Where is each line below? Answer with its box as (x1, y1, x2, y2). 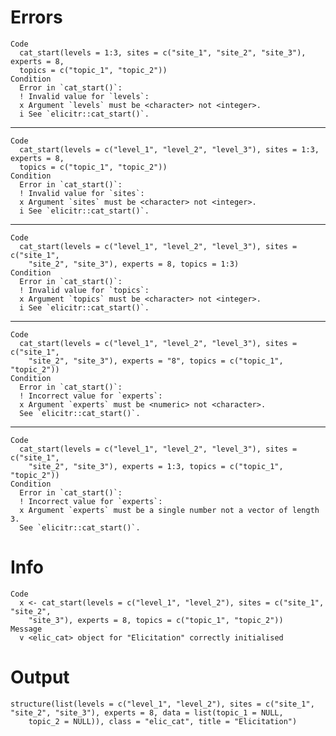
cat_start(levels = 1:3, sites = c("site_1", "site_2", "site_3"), (19, 47, 307, 58)
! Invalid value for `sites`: (19, 188, 145, 198)
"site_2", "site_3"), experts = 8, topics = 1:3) (28, 259, 240, 269)
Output (10, 666, 70, 689)
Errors (10, 6, 63, 29)
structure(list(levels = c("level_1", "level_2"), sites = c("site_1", (10, 699, 315, 709)
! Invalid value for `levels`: (19, 91, 150, 101)
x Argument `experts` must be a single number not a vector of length (19, 505, 320, 515)
